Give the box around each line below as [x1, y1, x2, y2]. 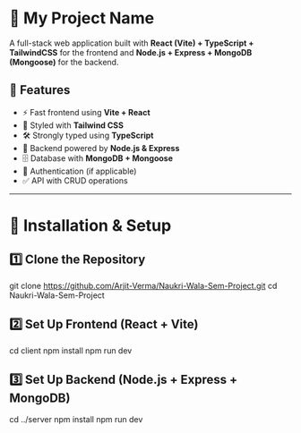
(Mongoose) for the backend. [9, 56, 119, 67]
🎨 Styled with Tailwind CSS [21, 120, 124, 131]
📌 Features [9, 82, 71, 98]
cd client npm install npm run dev [9, 344, 133, 356]
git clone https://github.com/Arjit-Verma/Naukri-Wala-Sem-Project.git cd [9, 280, 278, 291]
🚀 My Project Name [9, 8, 155, 29]
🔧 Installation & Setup [9, 215, 172, 235]
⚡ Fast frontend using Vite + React [21, 106, 150, 117]
